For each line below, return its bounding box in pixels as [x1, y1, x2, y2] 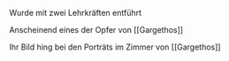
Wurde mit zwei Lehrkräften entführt [9, 8, 142, 18]
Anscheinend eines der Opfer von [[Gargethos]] [9, 25, 184, 34]
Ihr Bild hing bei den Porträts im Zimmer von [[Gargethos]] [9, 42, 221, 52]
